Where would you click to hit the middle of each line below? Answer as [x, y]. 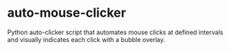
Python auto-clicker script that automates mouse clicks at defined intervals [115, 32]
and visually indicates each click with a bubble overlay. [86, 39]
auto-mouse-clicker [67, 13]
